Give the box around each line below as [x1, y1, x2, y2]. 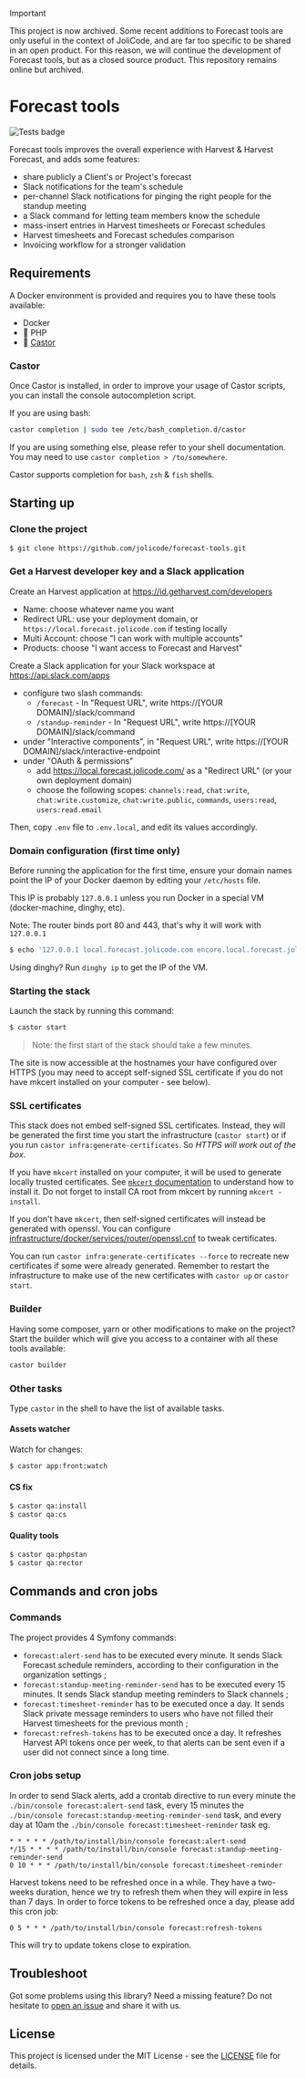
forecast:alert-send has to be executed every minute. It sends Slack [22, 1649, 283, 1660]
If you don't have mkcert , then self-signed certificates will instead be [9, 1214, 266, 1225]
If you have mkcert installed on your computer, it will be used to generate [9, 1167, 282, 1178]
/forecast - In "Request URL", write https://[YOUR [36, 697, 223, 708]
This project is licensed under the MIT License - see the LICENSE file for [9, 2051, 280, 2062]
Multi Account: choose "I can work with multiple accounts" [22, 632, 244, 643]
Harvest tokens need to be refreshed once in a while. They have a [9, 1876, 257, 1887]
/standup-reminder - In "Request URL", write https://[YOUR [36, 716, 256, 727]
